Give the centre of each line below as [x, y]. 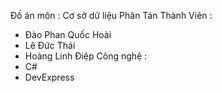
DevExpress [49, 77]
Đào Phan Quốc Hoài [68, 34]
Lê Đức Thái [50, 45]
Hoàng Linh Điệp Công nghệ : [86, 56]
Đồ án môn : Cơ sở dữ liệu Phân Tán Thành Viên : [111, 15]
